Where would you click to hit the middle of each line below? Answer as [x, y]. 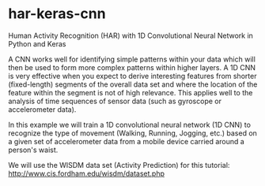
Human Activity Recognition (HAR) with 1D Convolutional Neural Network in [131, 35]
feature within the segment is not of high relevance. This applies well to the [131, 92]
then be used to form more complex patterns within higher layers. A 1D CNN [132, 67]
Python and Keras [37, 43]
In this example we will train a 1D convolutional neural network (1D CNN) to [130, 125]
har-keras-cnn [57, 14]
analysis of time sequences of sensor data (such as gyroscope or [115, 101]
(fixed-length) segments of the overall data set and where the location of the [133, 84]
